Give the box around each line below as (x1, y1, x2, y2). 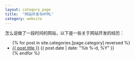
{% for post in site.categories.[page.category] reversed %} (12, 40, 130, 46)
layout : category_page (5, 7, 51, 12)
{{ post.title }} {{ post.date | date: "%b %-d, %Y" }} (12, 45, 115, 51)
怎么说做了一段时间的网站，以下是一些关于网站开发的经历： (5, 30, 124, 36)
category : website (5, 16, 42, 21)
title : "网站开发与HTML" (5, 12, 54, 17)
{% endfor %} (12, 50, 40, 56)
